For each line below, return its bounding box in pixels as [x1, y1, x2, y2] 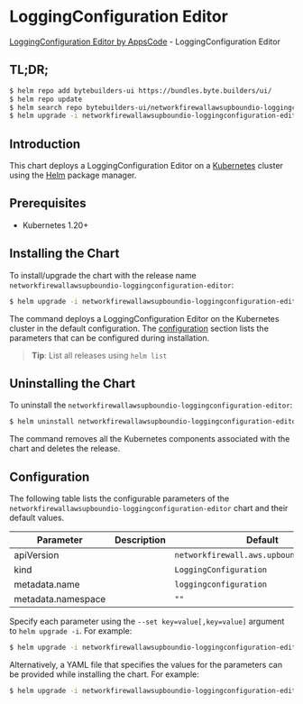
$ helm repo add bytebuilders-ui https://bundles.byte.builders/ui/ [9, 86, 272, 96]
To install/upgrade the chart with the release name [9, 270, 197, 280]
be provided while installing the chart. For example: [9, 669, 200, 680]
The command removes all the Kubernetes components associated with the [9, 434, 290, 444]
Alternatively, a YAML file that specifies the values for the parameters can [9, 659, 282, 670]
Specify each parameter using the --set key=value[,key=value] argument [9, 616, 285, 627]
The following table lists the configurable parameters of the [9, 493, 230, 504]
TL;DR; [9, 62, 50, 78]
